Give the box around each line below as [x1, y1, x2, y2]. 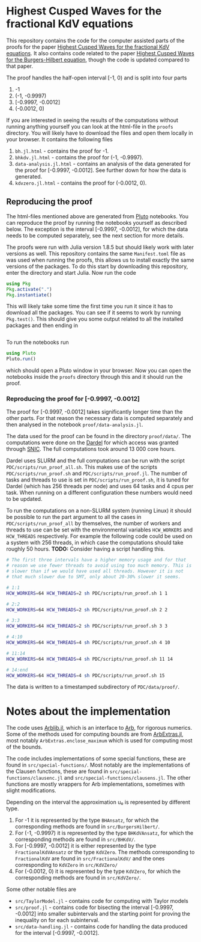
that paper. [6, 62, 33, 70]
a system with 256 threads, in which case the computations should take [6, 539, 184, 546]
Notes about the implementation [6, 705, 171, 718]
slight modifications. [6, 787, 56, 794]
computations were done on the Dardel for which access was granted [6, 439, 179, 446]
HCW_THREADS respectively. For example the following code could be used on [6, 533, 193, 540]
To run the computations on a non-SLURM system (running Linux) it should [6, 507, 192, 515]
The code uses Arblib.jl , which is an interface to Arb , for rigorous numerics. [6, 724, 193, 732]
